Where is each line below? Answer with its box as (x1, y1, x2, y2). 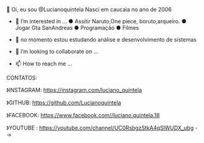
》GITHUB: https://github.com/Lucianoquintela (6, 99, 121, 106)
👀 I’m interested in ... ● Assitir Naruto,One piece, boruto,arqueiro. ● (15, 18, 187, 24)
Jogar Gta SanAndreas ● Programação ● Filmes (15, 24, 139, 31)
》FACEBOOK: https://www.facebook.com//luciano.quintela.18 (6, 112, 161, 119)
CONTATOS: (6, 74, 38, 81)
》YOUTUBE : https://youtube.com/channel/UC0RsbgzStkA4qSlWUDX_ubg (6, 124, 194, 131)
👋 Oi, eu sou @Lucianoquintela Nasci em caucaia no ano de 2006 (6, 6, 172, 13)
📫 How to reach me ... (15, 60, 72, 67)
